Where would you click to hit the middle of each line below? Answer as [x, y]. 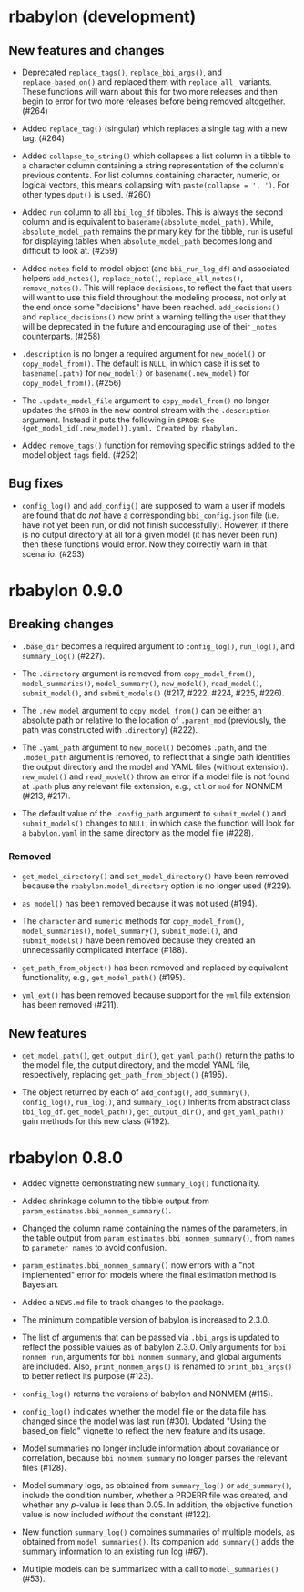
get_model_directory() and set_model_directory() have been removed [155, 877]
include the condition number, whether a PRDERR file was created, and [154, 1495]
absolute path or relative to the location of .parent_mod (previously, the [154, 720]
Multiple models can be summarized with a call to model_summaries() [150, 1568]
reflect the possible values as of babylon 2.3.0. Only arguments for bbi [154, 1347]
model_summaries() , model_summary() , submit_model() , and [129, 931]
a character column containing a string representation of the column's [153, 165]
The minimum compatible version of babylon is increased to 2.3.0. [146, 1319]
